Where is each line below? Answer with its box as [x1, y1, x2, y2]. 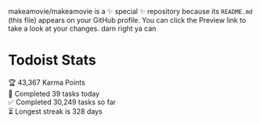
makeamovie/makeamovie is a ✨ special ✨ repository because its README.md [8, 7, 253, 16]
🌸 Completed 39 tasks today [8, 89, 100, 98]
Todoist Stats [8, 51, 96, 69]
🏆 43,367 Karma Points [8, 78, 86, 87]
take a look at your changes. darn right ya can [8, 24, 157, 33]
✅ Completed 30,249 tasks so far [8, 97, 116, 107]
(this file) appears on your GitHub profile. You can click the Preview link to [8, 16, 247, 24]
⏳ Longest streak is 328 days [8, 106, 103, 116]
